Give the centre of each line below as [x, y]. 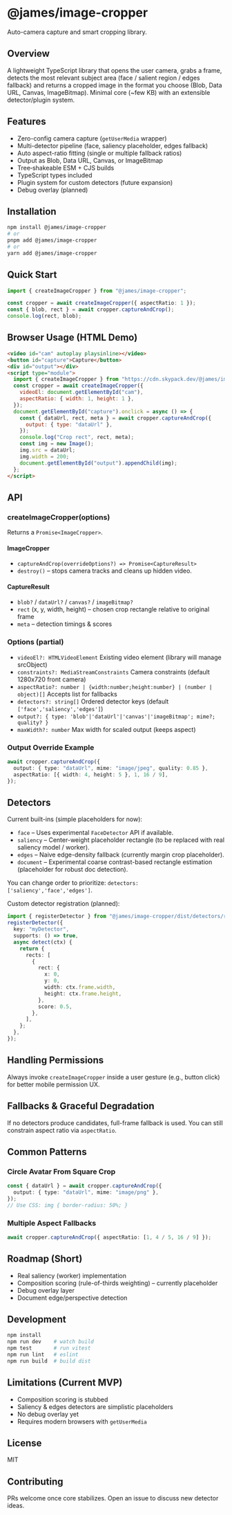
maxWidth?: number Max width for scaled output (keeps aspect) [106, 729]
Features [27, 122]
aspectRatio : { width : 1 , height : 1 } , [77, 399]
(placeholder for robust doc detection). [72, 870]
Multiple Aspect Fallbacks [52, 1223]
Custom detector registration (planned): [64, 904]
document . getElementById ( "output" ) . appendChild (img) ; [98, 463]
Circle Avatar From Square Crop [61, 1172]
